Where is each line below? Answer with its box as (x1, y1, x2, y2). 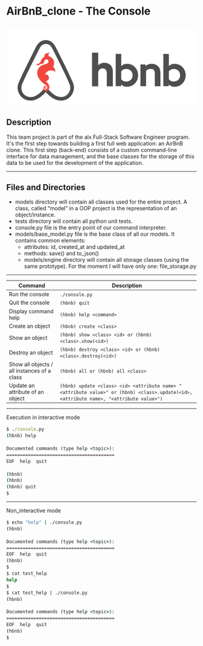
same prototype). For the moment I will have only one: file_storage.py (24, 262, 197, 270)
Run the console (8, 291, 50, 298)
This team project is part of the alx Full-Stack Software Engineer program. (6, 133, 190, 141)
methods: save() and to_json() (24, 250, 100, 257)
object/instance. (14, 211, 56, 219)
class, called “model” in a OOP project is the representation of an (14, 205, 177, 212)
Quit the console (8, 299, 50, 307)
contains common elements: (14, 237, 86, 244)
